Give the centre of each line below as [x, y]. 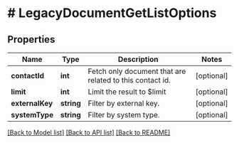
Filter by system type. [124, 115]
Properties [31, 39]
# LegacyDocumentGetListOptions [112, 13]
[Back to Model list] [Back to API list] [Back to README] [89, 132]
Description [138, 59]
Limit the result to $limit [127, 92]
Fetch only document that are [137, 71]
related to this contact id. [129, 80]
